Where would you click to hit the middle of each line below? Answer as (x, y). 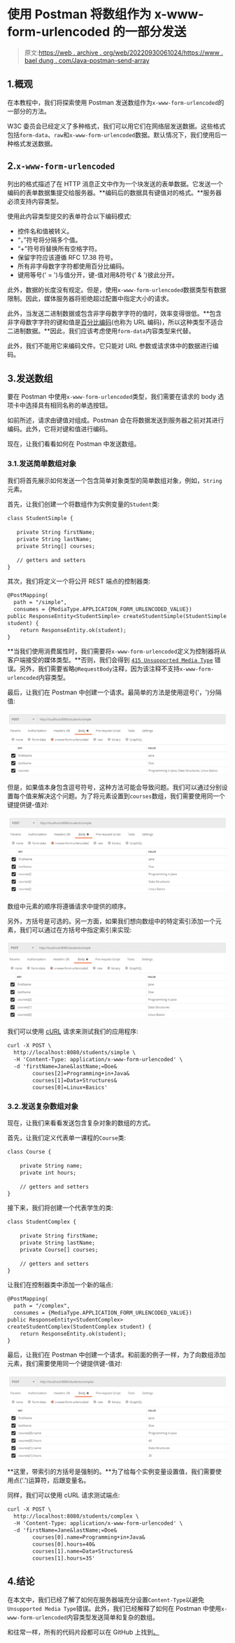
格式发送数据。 (35, 144)
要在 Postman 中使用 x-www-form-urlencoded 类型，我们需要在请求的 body (112, 397)
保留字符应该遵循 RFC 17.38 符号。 (67, 257)
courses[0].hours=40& (64, 1544)
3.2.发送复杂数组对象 (43, 1106)
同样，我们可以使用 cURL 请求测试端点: (64, 1495)
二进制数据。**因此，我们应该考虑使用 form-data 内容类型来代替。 (101, 330)
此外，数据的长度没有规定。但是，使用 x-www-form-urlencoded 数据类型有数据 (117, 289)
